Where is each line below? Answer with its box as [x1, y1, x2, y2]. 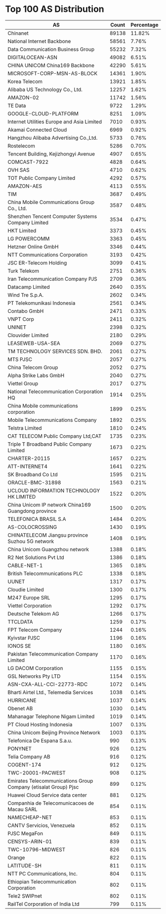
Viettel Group [7, 380, 39, 387]
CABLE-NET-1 [7, 562, 43, 569]
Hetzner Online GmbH [7, 243, 59, 250]
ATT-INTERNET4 [7, 463, 48, 470]
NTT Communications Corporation [7, 251, 88, 258]
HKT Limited [7, 227, 37, 234]
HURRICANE [7, 697, 37, 704]
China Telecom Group [7, 364, 58, 371]
